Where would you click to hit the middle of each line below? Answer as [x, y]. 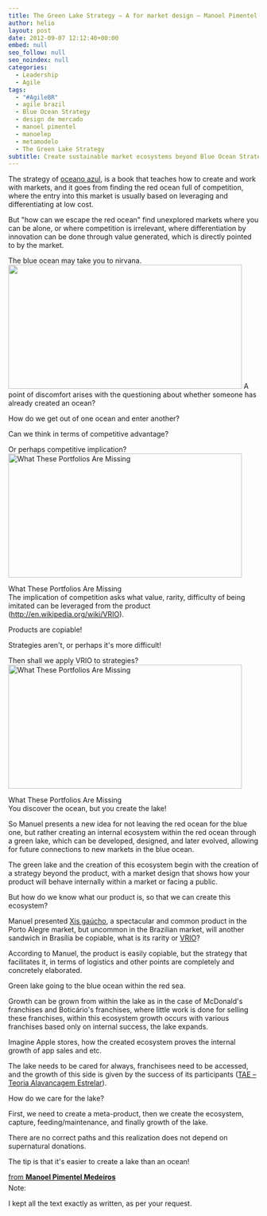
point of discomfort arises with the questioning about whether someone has [132, 394]
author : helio [32, 23]
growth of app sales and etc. [55, 1051]
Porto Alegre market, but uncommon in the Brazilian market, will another [126, 930]
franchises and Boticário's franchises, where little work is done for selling [128, 1010]
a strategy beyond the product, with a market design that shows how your [129, 873]
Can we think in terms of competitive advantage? [89, 434]
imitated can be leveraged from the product [79, 606]
